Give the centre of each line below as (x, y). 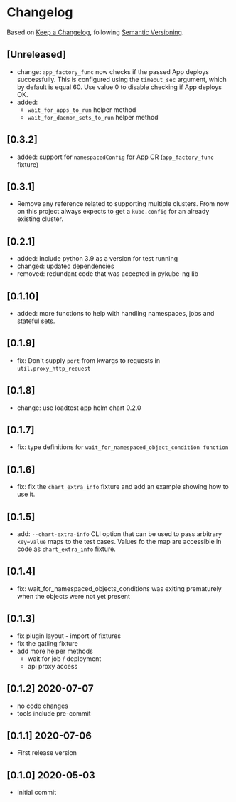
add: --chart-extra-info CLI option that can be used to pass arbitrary (119, 534)
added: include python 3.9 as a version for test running (97, 259)
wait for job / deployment (64, 658)
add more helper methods (55, 651)
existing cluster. (40, 219)
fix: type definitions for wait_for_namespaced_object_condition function (123, 447)
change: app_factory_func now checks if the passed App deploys (113, 71)
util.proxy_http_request (54, 369)
